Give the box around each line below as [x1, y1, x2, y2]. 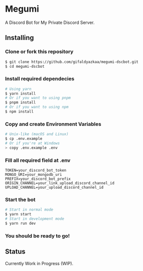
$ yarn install [5, 91, 36, 96]
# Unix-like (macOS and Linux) [5, 132, 69, 137]
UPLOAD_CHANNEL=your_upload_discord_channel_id [5, 185, 104, 190]
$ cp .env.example [5, 136, 42, 141]
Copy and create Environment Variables [5, 120, 102, 127]
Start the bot [5, 196, 36, 203]
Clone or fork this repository [5, 48, 74, 55]
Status [5, 248, 26, 256]
